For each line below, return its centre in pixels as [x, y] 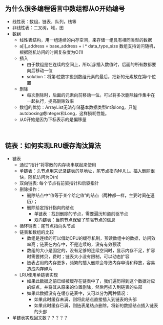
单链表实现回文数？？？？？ [40, 318]
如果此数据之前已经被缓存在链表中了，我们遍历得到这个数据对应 [91, 281]
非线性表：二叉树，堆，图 [38, 27]
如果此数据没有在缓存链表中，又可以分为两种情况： [78, 293]
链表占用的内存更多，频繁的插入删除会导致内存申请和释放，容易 [91, 262]
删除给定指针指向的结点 [50, 208]
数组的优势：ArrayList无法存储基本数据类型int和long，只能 [78, 107]
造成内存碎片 [40, 269]
